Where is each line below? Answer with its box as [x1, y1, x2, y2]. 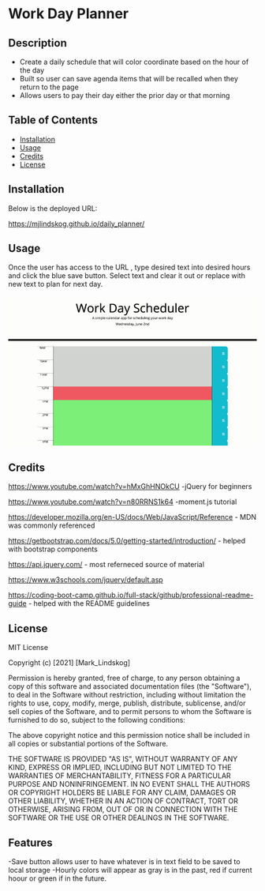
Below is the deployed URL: [8, 203, 98, 213]
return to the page [19, 82, 79, 92]
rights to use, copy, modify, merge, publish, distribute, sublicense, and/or [8, 698, 246, 708]
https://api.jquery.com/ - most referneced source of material [8, 560, 205, 570]
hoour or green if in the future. [8, 874, 106, 883]
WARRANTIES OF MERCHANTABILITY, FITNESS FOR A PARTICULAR [8, 771, 231, 780]
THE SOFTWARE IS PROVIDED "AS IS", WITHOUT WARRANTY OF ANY [8, 754, 238, 764]
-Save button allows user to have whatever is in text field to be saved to [8, 856, 241, 866]
